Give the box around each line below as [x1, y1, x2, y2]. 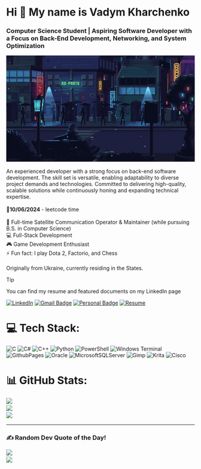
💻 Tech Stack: [6, 321, 80, 335]
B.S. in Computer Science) [6, 224, 72, 232]
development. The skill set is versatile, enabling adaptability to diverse [6, 173, 179, 181]
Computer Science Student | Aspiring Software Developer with [6, 27, 193, 35]
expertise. [6, 193, 31, 200]
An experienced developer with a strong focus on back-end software [6, 167, 176, 175]
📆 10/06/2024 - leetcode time [6, 206, 80, 213]
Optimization [6, 42, 45, 50]
